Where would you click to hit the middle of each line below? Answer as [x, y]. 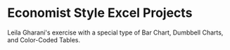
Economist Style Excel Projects [100, 13]
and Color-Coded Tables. [44, 39]
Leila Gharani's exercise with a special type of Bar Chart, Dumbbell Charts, [115, 32]
